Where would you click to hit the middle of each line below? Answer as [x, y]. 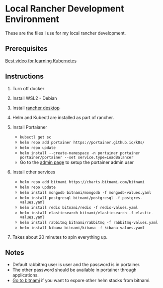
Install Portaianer [30, 127]
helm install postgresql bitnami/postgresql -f [70, 198]
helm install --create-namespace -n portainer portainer [80, 153]
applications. [25, 275]
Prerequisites [26, 49]
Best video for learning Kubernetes [41, 61]
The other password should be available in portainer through [74, 270]
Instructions [24, 76]
